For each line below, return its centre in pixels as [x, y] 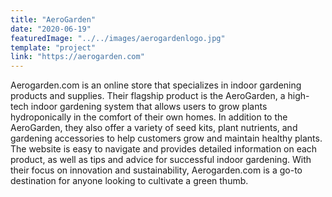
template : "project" [53, 47]
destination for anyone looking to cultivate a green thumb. [129, 181]
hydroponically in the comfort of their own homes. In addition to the [149, 117]
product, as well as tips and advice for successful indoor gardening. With [161, 160]
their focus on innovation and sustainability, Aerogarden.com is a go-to [156, 170]
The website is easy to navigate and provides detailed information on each [164, 149]
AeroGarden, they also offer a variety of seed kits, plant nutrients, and [154, 128]
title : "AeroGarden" [53, 19]
